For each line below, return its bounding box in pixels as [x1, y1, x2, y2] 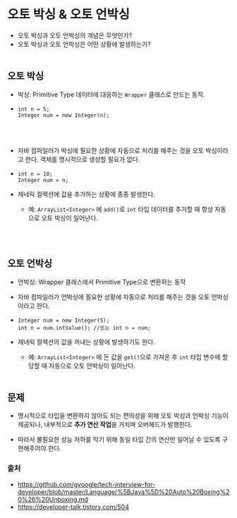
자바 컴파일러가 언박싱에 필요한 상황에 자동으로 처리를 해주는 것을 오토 [17, 292, 210, 301]
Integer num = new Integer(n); [17, 112, 110, 119]
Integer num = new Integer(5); [17, 317, 110, 324]
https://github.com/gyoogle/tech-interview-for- [17, 480, 156, 488]
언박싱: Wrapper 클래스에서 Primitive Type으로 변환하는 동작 [17, 277, 186, 286]
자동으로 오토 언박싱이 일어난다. [49, 361, 136, 370]
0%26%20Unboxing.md [17, 495, 88, 503]
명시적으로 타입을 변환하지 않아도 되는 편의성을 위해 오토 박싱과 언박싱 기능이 [17, 411, 229, 420]
